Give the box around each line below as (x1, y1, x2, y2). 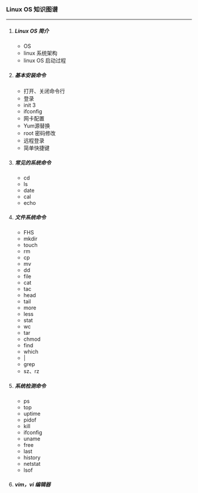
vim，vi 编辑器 (14, 481, 51, 488)
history (23, 454, 41, 461)
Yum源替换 (23, 122, 51, 129)
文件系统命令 (14, 214, 46, 221)
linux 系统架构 (23, 50, 58, 57)
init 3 (23, 102, 36, 109)
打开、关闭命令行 (23, 87, 65, 95)
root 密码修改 (23, 130, 56, 137)
